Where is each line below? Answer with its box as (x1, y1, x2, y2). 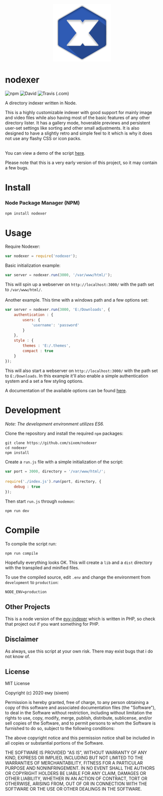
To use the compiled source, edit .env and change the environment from (5, 574, 151, 580)
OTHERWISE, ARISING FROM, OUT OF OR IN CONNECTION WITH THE (5, 781, 147, 787)
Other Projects (5, 603, 50, 611)
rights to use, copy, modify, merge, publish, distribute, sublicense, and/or (5, 715, 152, 721)
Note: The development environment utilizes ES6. (5, 421, 104, 427)
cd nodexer (5, 445, 27, 450)
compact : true (22, 349, 54, 353)
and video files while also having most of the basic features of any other (5, 115, 150, 120)
